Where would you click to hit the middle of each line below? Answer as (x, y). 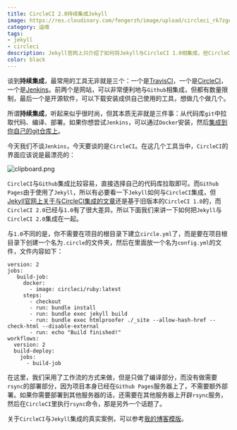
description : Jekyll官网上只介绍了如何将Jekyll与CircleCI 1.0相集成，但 (108, 54)
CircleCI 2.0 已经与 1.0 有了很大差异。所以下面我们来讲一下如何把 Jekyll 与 (115, 209)
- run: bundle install (63, 307)
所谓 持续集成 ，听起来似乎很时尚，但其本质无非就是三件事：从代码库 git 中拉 (117, 113)
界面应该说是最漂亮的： (41, 154)
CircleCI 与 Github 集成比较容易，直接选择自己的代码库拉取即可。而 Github (113, 183)
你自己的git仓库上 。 (36, 130)
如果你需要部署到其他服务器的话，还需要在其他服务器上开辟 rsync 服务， (123, 395)
